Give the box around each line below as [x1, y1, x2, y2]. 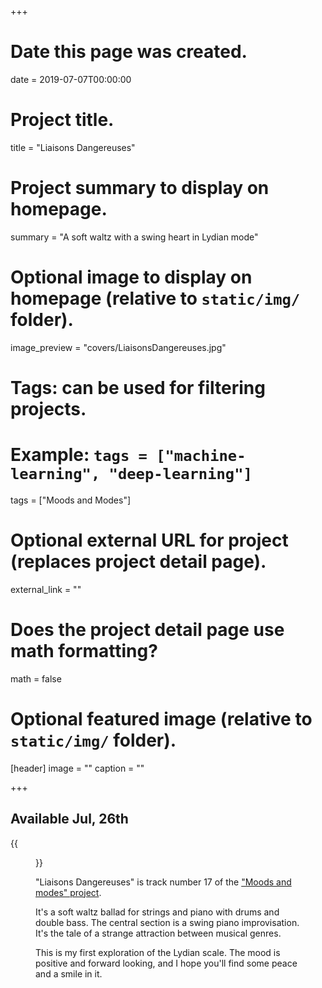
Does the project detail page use [10, 619, 285, 641]
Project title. [10, 109, 115, 131]
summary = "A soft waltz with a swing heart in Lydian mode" [10, 231, 259, 243]
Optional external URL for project [10, 529, 289, 552]
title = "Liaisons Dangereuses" [10, 141, 136, 153]
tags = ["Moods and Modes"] [10, 494, 132, 506]
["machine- [156, 447, 247, 466]
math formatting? [10, 640, 158, 662]
